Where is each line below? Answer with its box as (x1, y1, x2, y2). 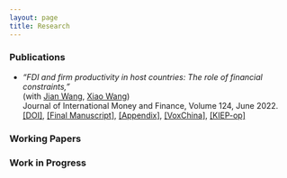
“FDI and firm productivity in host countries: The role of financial (22, 71, 263, 82)
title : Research (9, 22, 70, 31)
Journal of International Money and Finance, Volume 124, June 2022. (22, 100, 279, 111)
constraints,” (22, 81, 70, 92)
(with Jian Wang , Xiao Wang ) (22, 91, 130, 102)
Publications (9, 51, 66, 64)
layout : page (9, 13, 58, 22)
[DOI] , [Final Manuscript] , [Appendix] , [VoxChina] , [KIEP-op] (22, 110, 246, 120)
